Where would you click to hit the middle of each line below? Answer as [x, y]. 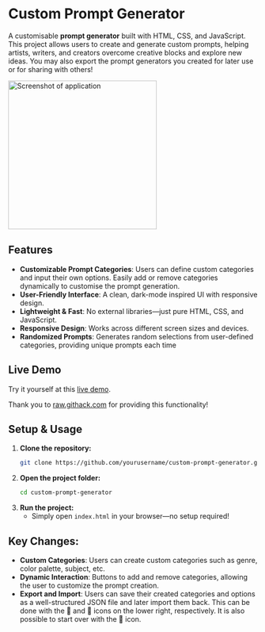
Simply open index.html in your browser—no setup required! [130, 516]
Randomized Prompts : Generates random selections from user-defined [136, 336]
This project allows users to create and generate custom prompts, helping [129, 44]
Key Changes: [44, 541]
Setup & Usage [45, 429]
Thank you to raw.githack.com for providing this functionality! [108, 404]
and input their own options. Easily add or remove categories [119, 278]
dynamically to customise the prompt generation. [100, 285]
